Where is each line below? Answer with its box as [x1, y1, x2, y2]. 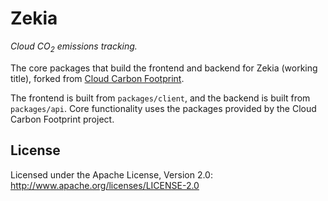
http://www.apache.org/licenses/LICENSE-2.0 [10, 179, 200, 191]
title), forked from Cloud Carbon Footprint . [10, 72, 185, 84]
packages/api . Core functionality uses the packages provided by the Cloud [10, 102, 317, 114]
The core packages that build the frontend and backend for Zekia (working [10, 62, 318, 74]
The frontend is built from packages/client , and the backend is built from [10, 92, 311, 104]
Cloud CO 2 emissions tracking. [10, 40, 138, 54]
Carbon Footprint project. [10, 113, 115, 125]
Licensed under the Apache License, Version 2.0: [10, 168, 213, 181]
